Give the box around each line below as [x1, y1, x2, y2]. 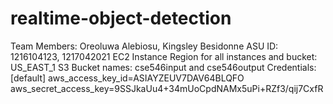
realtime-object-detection [10, 7, 232, 30]
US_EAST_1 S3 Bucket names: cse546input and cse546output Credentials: [10, 61, 317, 73]
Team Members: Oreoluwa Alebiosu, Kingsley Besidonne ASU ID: [10, 40, 279, 52]
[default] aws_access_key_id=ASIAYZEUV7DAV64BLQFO [10, 72, 245, 84]
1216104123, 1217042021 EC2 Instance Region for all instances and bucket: [10, 50, 318, 62]
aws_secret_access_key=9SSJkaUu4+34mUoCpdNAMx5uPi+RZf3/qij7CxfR [10, 82, 324, 94]
